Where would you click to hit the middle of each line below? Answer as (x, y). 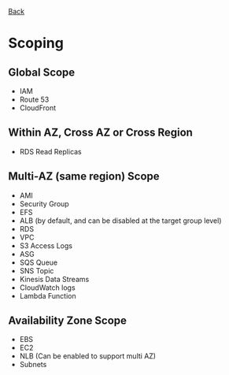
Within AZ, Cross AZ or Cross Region (100, 133)
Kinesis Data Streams (54, 279)
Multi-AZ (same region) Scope (84, 176)
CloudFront (38, 108)
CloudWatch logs (48, 288)
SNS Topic (37, 270)
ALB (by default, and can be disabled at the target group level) (120, 221)
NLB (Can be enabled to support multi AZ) (87, 356)
